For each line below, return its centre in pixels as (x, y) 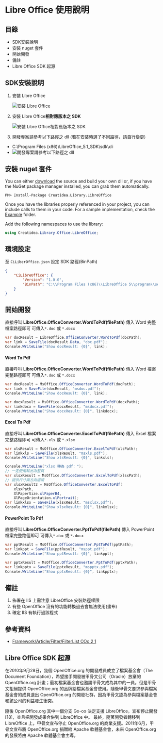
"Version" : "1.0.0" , (43, 280)
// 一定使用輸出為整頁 (25, 471)
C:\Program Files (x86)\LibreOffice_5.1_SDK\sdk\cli (63, 147)
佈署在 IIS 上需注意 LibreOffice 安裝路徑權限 (56, 600)
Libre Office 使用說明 (47, 10)
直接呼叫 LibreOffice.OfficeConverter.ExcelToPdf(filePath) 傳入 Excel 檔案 (81, 433)
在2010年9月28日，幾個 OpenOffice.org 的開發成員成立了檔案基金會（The (79, 670)
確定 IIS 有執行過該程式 (35, 612)
